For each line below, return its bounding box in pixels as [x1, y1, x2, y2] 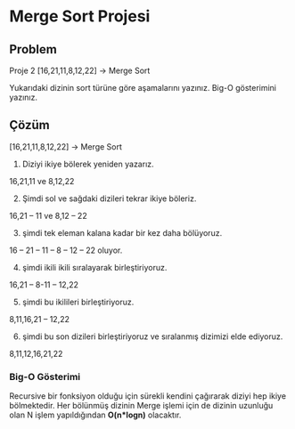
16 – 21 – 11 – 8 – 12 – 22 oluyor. [9, 245, 123, 255]
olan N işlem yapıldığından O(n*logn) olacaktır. [9, 409, 182, 420]
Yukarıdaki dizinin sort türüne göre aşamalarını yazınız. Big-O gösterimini [9, 83, 277, 93]
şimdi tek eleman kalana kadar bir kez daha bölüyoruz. [21, 227, 223, 238]
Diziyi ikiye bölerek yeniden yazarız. [21, 158, 154, 169]
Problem [9, 42, 58, 57]
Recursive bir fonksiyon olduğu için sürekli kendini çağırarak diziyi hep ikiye [9, 391, 287, 401]
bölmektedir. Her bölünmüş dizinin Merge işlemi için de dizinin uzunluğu [9, 401, 274, 411]
